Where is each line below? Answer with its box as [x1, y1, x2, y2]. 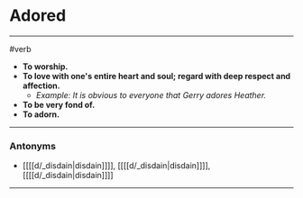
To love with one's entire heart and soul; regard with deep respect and [22, 70, 291, 81]
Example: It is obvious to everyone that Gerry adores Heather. [35, 89, 267, 100]
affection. [22, 80, 60, 91]
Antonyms [9, 139, 57, 152]
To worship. [22, 60, 69, 72]
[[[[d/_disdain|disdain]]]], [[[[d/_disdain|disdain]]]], [22, 160, 211, 171]
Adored [9, 5, 67, 26]
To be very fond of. [22, 99, 96, 110]
